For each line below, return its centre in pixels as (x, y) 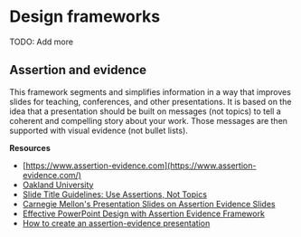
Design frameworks (85, 17)
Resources (30, 147)
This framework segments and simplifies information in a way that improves (150, 91)
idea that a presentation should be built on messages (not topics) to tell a (146, 111)
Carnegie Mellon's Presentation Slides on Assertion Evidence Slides (149, 204)
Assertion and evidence (78, 70)
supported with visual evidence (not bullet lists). (99, 130)
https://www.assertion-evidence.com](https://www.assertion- (141, 166)
